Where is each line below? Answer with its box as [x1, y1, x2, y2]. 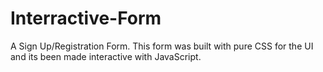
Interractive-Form [10, 7, 162, 30]
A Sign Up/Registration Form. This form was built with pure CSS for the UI [10, 40, 314, 52]
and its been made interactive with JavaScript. [10, 50, 202, 62]
